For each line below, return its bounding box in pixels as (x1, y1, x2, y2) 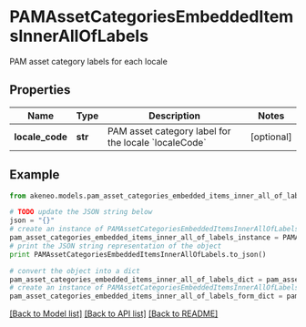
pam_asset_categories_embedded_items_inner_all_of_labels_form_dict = (9, 291, 283, 301)
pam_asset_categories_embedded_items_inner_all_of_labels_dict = (9, 275, 262, 284)
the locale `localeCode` (107, 136, 207, 148)
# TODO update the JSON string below (9, 208, 153, 217)
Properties (9, 82, 71, 97)
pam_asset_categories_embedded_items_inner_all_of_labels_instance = (9, 233, 280, 242)
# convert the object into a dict (9, 266, 141, 275)
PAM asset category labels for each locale (9, 56, 168, 66)
